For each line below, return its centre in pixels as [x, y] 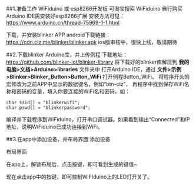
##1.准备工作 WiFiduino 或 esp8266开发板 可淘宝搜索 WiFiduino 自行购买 [94, 9]
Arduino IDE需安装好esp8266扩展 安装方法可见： [66, 16]
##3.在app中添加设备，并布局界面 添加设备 [58, 139]
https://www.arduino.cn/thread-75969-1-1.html [63, 23]
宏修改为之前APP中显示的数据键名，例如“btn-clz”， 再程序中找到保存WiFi [95, 84]
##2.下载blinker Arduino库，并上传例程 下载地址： [67, 54]
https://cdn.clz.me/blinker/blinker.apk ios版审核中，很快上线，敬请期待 [92, 42]
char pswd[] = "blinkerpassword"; [49, 108]
